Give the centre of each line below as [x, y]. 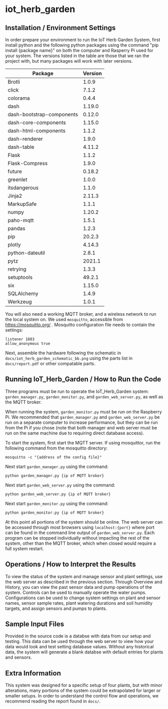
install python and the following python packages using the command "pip [82, 45]
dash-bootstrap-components [43, 114]
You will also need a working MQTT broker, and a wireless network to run [81, 314]
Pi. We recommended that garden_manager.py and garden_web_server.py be [82, 417]
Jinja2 [15, 196]
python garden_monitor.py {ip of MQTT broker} [55, 513]
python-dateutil [26, 253]
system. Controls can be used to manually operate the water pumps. [76, 592]
